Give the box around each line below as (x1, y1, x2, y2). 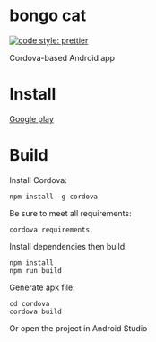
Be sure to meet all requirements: (9, 207, 132, 218)
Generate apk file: (9, 282, 75, 293)
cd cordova (9, 299, 50, 308)
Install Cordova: (9, 174, 67, 185)
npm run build (9, 266, 63, 275)
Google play (9, 113, 54, 124)
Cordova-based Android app (9, 52, 115, 63)
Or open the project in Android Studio (9, 322, 148, 333)
